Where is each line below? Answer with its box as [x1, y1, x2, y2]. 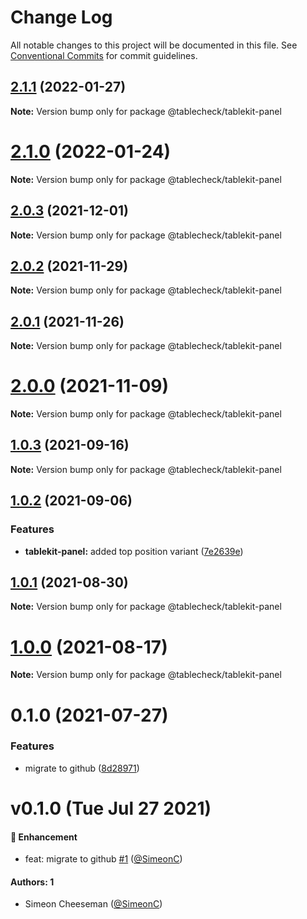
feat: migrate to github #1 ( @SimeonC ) [24, 853, 183, 865]
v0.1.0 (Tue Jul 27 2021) [10, 797, 212, 820]
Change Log [10, 6, 113, 29]
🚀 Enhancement [10, 831, 78, 843]
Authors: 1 [10, 876, 55, 888]
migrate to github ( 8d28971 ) [24, 762, 140, 774]
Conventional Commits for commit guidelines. [10, 49, 198, 61]
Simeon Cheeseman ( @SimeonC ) [24, 898, 163, 910]
